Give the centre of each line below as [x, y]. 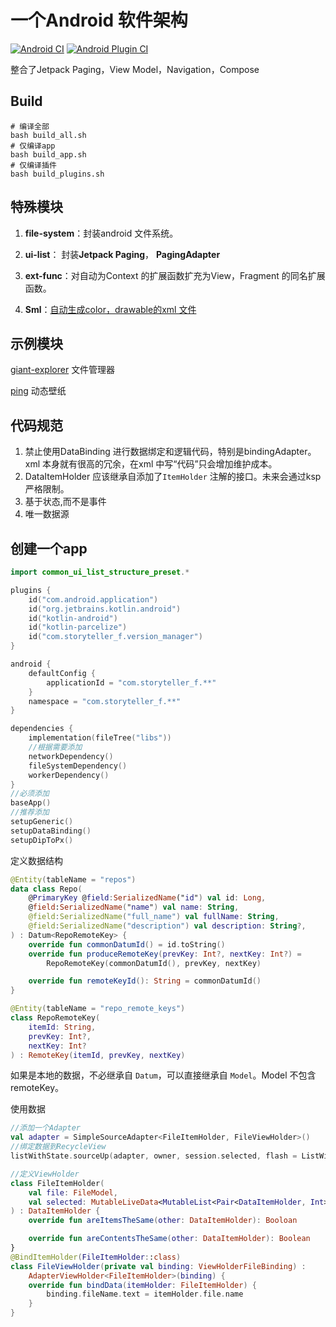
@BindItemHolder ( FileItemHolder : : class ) [96, 1257]
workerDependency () [69, 775]
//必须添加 [30, 794]
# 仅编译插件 [33, 165]
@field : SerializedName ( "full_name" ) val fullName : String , [154, 917]
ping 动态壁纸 [38, 391]
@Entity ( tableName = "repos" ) [73, 879]
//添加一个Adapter [45, 1128]
